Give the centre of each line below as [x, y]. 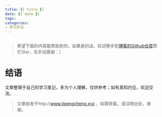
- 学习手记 [15, 27]
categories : [17, 23]
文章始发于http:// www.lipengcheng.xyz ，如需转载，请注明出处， [82, 104]
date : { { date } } [22, 14]
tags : [10, 18]
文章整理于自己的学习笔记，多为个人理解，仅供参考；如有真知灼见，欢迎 [77, 88]
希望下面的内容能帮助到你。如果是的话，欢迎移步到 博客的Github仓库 [85, 46]
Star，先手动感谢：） [42, 52]
